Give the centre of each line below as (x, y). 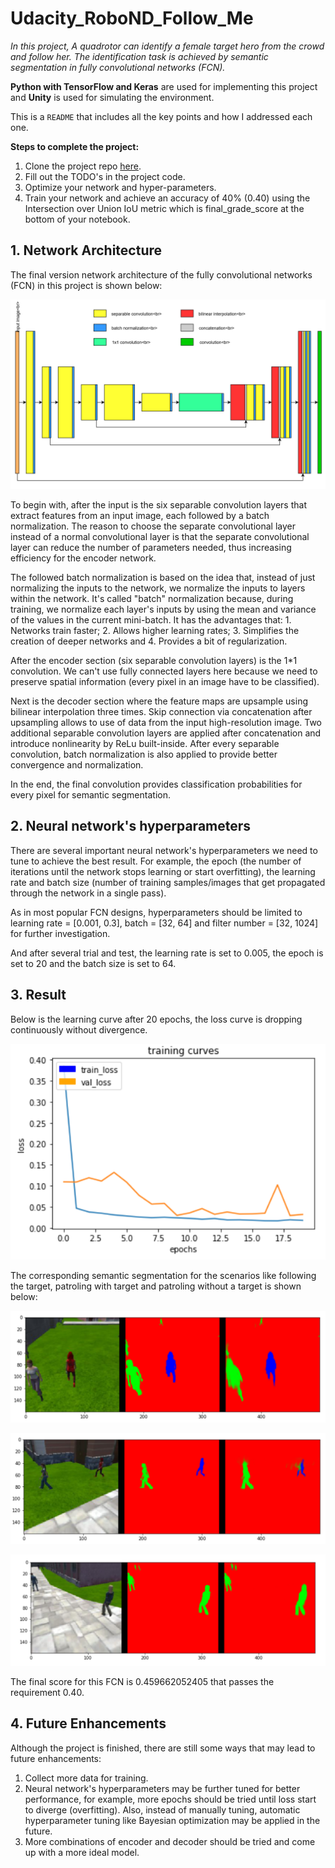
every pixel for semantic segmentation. (90, 794)
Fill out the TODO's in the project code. (105, 176)
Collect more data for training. (86, 1778)
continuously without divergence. (79, 1029)
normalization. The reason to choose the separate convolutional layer (153, 526)
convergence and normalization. (77, 764)
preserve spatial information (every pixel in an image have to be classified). (165, 681)
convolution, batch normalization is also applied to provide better (144, 754)
